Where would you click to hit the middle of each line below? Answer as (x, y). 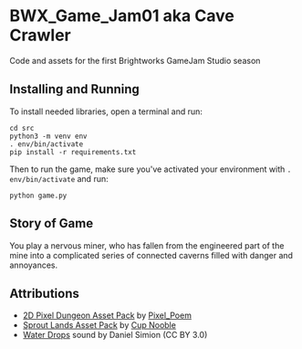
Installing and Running (74, 89)
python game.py (38, 196)
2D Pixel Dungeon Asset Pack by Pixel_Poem (107, 315)
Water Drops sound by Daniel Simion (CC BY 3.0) (115, 335)
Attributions (45, 293)
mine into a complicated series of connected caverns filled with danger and (151, 255)
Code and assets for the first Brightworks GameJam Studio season (135, 60)
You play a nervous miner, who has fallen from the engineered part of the (147, 245)
